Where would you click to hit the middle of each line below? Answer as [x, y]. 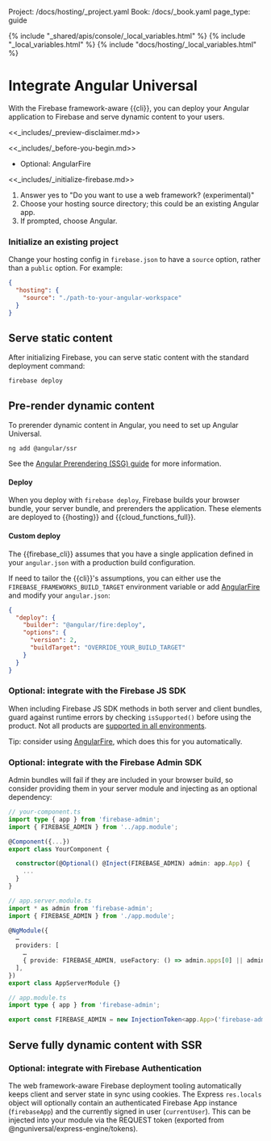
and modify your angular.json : [59, 595]
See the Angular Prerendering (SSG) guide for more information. [115, 463]
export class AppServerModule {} [65, 983]
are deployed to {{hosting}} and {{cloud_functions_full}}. [102, 518]
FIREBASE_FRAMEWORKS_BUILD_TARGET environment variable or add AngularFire [134, 586]
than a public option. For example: [66, 268]
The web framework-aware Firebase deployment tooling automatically [125, 1085]
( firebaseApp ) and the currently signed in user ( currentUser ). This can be [130, 1111]
